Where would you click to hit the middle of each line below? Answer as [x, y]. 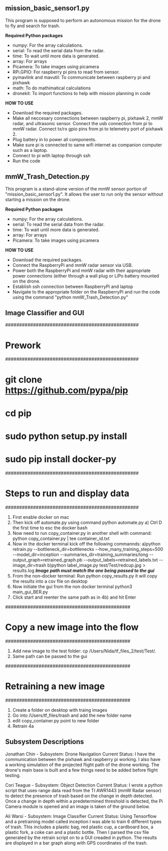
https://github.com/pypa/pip [67, 390]
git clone [24, 380]
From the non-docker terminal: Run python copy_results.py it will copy [85, 576]
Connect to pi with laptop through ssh [51, 155]
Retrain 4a [23, 726]
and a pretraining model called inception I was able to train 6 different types [83, 821]
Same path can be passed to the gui [50, 656]
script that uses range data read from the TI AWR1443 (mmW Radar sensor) [83, 790]
